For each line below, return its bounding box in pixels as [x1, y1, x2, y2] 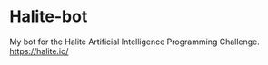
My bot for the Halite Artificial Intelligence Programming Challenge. [9, 36, 261, 47]
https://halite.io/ [9, 45, 69, 56]
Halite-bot [9, 6, 88, 27]
